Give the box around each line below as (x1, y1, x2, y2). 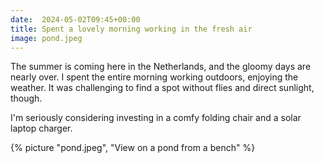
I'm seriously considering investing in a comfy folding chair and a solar (10, 112, 302, 124)
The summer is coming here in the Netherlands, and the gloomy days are (10, 61, 312, 73)
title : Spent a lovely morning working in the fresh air (10, 24, 253, 34)
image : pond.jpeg (10, 33, 83, 43)
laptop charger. (10, 122, 73, 135)
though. (10, 92, 43, 105)
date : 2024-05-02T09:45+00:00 (10, 14, 141, 25)
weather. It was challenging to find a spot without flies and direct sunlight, (10, 82, 315, 94)
